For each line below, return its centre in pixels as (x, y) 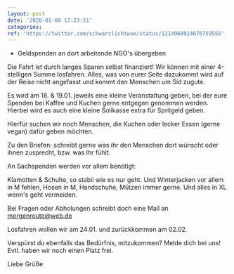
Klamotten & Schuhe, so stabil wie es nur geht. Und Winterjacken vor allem (116, 180)
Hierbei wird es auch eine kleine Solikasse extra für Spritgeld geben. (106, 110)
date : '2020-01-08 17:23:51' (50, 20)
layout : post (26, 14)
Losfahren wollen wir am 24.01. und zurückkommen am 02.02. (97, 230)
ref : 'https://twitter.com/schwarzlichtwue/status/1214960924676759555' (116, 33)
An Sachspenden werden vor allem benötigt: (72, 167)
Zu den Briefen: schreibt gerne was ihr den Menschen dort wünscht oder (113, 145)
